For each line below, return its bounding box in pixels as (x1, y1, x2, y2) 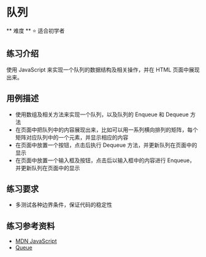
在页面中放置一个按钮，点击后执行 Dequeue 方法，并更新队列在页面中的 (15, 141, 197, 149)
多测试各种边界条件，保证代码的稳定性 (15, 201, 112, 209)
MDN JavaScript (15, 237, 57, 245)
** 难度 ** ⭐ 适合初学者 (6, 27, 65, 34)
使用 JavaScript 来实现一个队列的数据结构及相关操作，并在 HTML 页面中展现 (6, 65, 200, 73)
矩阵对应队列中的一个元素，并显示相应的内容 (15, 133, 129, 141)
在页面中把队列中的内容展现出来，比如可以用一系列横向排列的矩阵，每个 (15, 126, 198, 133)
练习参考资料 (6, 221, 55, 231)
